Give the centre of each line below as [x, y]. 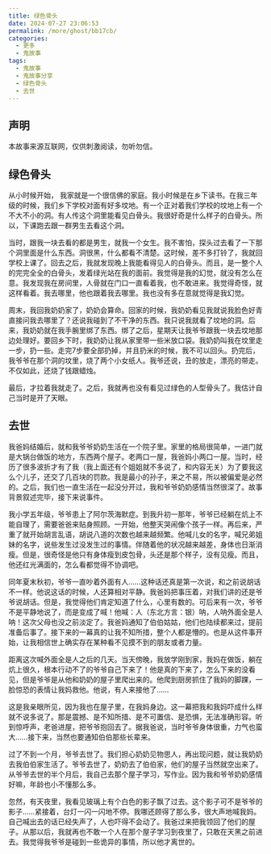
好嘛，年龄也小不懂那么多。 [54, 784]
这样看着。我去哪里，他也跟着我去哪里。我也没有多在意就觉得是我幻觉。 [128, 293]
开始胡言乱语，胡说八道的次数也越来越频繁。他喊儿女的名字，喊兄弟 [142, 534]
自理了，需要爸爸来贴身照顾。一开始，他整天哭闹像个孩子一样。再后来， [135, 524]
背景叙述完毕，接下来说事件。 [58, 497]
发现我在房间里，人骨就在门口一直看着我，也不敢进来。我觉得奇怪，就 [146, 283]
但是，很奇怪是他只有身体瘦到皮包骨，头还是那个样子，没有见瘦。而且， [142, 554]
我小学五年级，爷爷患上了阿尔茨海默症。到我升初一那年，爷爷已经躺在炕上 [132, 514]
